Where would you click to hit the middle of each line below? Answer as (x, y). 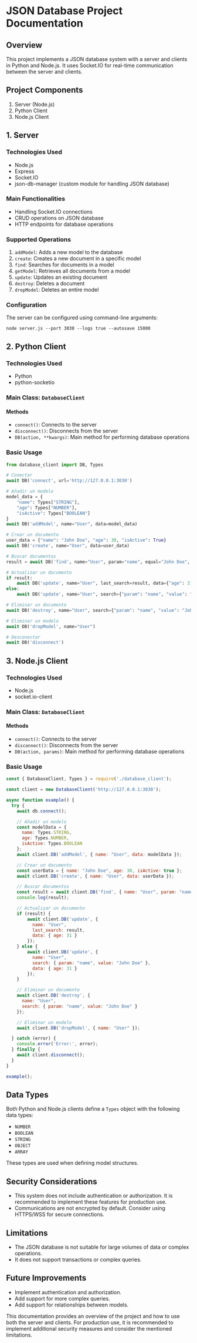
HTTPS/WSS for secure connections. (59, 1214)
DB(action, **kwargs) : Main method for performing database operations (102, 437)
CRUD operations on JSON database (59, 218)
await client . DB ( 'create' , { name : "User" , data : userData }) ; (96, 876)
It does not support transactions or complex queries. (78, 1259)
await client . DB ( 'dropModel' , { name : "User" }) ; (79, 1028)
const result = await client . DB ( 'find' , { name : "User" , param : (97, 892)
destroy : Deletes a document (50, 284)
